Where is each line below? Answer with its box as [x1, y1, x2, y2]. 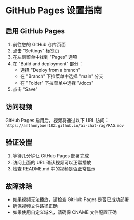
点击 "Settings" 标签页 [12, 48, 60, 54]
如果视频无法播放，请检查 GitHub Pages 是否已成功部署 [12, 196, 129, 203]
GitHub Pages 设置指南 [5, 5, 103, 16]
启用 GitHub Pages [5, 27, 65, 35]
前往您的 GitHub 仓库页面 [12, 42, 66, 47]
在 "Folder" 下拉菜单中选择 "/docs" [20, 80, 94, 86]
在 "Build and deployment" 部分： [12, 61, 84, 67]
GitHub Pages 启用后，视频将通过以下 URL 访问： [5, 117, 110, 123]
